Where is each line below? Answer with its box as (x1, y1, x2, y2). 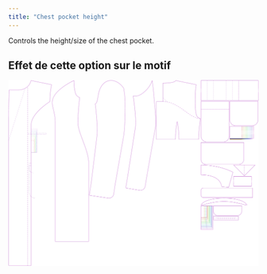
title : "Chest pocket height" (8, 13, 109, 21)
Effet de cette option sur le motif (8, 59, 172, 72)
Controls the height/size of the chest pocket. (8, 36, 155, 45)
